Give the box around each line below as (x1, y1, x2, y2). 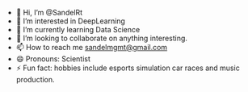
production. (15, 75, 55, 84)
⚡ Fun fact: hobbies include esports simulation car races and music (15, 63, 240, 73)
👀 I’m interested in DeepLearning (15, 16, 125, 26)
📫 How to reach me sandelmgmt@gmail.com (15, 43, 168, 52)
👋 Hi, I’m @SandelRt (15, 8, 83, 17)
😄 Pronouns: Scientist (15, 54, 91, 64)
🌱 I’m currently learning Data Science (15, 25, 141, 34)
